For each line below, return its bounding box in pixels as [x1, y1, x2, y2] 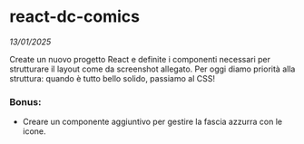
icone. [22, 126, 47, 137]
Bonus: [9, 95, 42, 108]
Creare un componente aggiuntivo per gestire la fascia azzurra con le [22, 116, 283, 128]
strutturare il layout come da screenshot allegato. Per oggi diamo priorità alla [9, 63, 296, 74]
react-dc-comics [9, 6, 141, 27]
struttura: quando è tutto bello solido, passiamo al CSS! [9, 72, 216, 83]
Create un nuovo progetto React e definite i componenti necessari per [9, 53, 270, 64]
